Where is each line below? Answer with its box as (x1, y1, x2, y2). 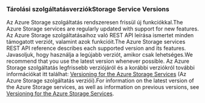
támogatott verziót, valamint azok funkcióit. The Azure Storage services (6, 38, 185, 46)
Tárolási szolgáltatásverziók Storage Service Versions (6, 5, 170, 13)
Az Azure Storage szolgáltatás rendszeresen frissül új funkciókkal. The (6, 19, 184, 26)
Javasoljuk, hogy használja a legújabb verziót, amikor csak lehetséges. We (6, 51, 193, 59)
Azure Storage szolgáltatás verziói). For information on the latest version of (6, 77, 195, 84)
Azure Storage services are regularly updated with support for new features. (6, 25, 199, 32)
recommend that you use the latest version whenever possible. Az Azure (6, 57, 190, 65)
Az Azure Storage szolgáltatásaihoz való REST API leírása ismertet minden (6, 32, 194, 39)
